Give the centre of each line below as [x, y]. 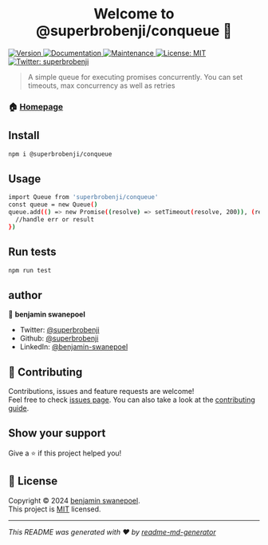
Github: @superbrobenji [59, 338]
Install [24, 135]
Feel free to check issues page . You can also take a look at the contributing [132, 400]
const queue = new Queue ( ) [53, 205]
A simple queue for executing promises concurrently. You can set [135, 77]
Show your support [57, 434]
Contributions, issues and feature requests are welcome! [101, 392]
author [25, 295]
